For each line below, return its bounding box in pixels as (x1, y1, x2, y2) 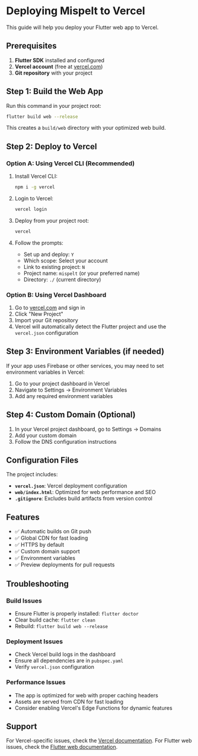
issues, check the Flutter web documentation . (6, 744, 118, 751)
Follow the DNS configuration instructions (14, 438, 117, 445)
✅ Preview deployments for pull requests (14, 561, 115, 568)
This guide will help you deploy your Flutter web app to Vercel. (6, 24, 159, 31)
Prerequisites (6, 41, 57, 51)
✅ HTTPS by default (14, 541, 65, 549)
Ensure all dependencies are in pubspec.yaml (14, 657, 123, 664)
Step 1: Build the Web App (6, 87, 104, 97)
